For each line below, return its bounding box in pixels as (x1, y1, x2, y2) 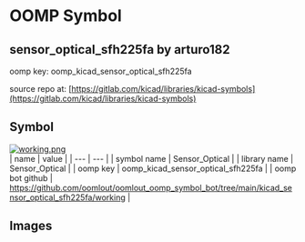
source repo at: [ (9, 84, 72, 94)
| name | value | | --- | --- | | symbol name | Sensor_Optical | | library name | (9, 153, 294, 164)
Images (9, 218, 53, 234)
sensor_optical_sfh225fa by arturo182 (9, 42, 230, 57)
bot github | (9, 172, 53, 183)
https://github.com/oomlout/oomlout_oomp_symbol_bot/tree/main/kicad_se (9, 182, 293, 193)
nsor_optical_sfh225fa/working (9, 192, 126, 203)
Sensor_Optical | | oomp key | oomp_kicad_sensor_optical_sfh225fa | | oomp (9, 163, 297, 174)
